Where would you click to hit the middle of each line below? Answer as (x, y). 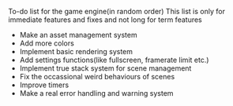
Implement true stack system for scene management (105, 68)
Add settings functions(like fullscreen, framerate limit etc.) (114, 60)
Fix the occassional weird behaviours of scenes (97, 77)
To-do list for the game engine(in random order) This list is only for (116, 11)
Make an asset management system (78, 35)
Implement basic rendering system (76, 51)
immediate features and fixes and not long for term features (105, 20)
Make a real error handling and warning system (96, 93)
